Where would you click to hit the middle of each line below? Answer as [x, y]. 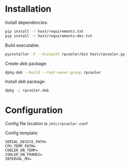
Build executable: [22, 45]
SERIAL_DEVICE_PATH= [26, 142]
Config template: [22, 133]
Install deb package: [25, 82]
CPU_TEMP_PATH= [20, 146]
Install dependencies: [27, 22]
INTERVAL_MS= [18, 159]
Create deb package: [26, 63]
